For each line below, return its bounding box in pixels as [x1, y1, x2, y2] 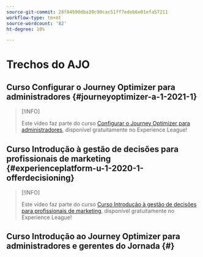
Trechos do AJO [6, 58, 90, 72]
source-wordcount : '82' [6, 20, 67, 26]
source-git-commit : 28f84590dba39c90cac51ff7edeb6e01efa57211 [6, 9, 168, 15]
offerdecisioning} [6, 173, 75, 183]
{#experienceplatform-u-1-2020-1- [6, 163, 144, 173]
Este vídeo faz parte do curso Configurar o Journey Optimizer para [21, 120, 191, 127]
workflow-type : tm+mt [6, 15, 62, 21]
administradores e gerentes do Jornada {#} [6, 241, 175, 251]
